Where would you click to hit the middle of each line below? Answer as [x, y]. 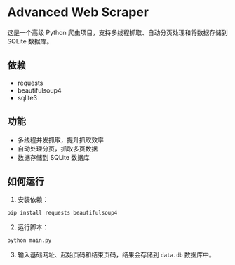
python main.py [29, 240]
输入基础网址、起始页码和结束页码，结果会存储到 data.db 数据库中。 [116, 255]
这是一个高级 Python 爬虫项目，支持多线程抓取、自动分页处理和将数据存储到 [117, 32]
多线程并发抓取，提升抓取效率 [60, 140]
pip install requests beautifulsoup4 [62, 213]
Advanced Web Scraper [78, 12]
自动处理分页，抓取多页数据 [58, 149]
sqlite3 [27, 97]
